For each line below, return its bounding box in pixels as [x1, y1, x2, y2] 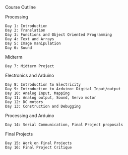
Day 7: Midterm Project [5, 64, 55, 69]
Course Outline [5, 4, 36, 10]
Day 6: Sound [5, 45, 32, 50]
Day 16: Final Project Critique [5, 145, 72, 150]
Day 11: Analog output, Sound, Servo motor [5, 95, 97, 100]
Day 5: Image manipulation [5, 41, 61, 46]
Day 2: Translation [5, 28, 46, 33]
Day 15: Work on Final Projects [5, 141, 72, 146]
